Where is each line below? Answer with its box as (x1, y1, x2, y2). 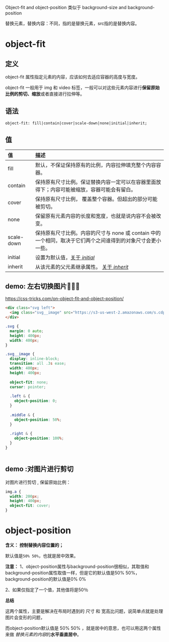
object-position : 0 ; (14, 398, 57, 404)
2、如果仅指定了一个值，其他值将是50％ (5, 587, 89, 593)
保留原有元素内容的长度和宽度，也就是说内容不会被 (35, 212, 156, 219)
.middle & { (10, 412, 35, 418)
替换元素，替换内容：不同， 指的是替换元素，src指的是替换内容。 (5, 21, 140, 26)
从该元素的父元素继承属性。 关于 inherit (35, 263, 129, 270)
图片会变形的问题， (5, 614, 45, 620)
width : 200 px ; (10, 494, 39, 499)
